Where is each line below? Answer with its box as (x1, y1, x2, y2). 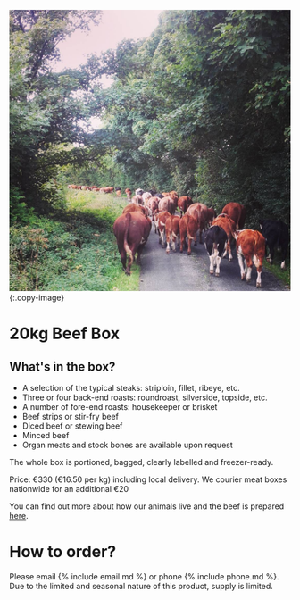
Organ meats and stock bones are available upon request (21, 439, 234, 450)
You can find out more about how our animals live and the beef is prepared (9, 501, 285, 512)
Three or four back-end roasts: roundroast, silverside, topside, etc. (21, 392, 268, 403)
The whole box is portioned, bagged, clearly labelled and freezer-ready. (9, 457, 274, 467)
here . (9, 511, 29, 521)
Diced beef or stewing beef (21, 421, 123, 431)
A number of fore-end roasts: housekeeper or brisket (21, 402, 218, 412)
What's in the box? (9, 359, 116, 374)
